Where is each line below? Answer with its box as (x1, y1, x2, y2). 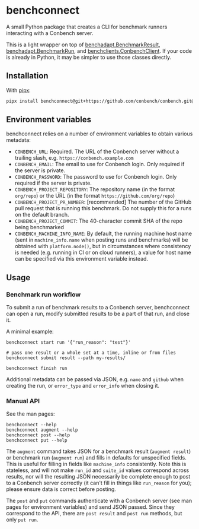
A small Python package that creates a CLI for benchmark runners (6, 23, 168, 30)
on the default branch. (14, 211, 69, 218)
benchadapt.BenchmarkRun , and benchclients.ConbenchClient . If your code (6, 47, 192, 54)
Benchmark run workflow (6, 290, 81, 299)
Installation (6, 71, 49, 81)
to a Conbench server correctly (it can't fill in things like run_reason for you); (6, 479, 192, 487)
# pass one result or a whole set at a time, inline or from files (6, 350, 176, 356)
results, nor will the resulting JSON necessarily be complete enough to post (6, 473, 191, 480)
